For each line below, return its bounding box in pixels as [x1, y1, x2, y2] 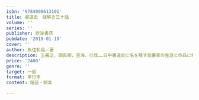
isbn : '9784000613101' [6, 8, 62, 15]
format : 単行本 [6, 74, 41, 80]
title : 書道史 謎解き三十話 [6, 14, 69, 20]
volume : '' [6, 19, 33, 25]
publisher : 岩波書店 [6, 31, 53, 36]
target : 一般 [6, 69, 37, 75]
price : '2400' [6, 58, 41, 64]
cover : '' [6, 42, 31, 48]
